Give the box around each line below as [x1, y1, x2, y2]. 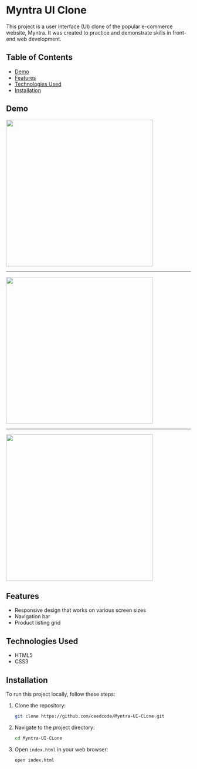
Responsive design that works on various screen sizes [14, 607, 147, 614]
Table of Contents [6, 52, 73, 62]
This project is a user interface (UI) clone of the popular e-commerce [6, 23, 173, 30]
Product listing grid [14, 619, 61, 626]
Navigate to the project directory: [14, 724, 95, 731]
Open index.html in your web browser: [14, 746, 108, 753]
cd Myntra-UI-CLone [14, 735, 63, 741]
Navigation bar [14, 613, 51, 620]
